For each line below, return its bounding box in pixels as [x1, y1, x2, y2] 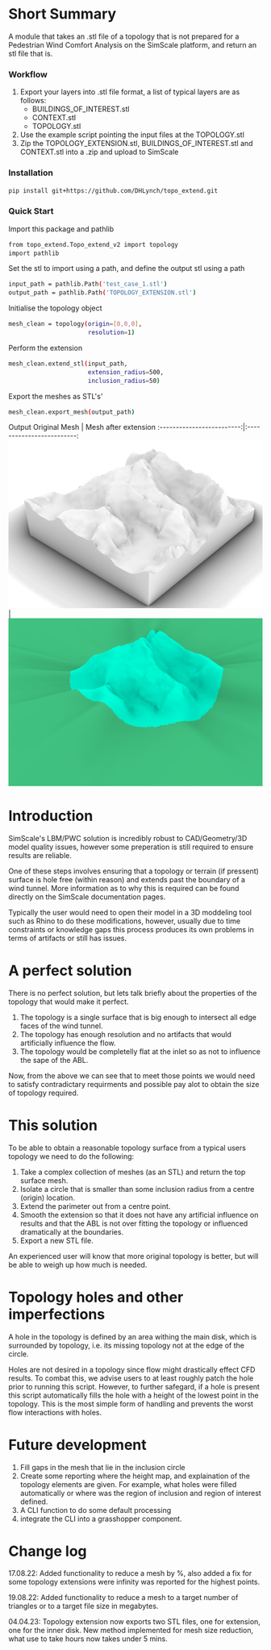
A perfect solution [8, 961, 132, 980]
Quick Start [8, 206, 54, 217]
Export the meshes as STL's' [8, 391, 103, 401]
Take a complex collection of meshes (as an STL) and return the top [19, 1167, 246, 1177]
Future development [8, 1435, 147, 1454]
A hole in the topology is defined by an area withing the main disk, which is [8, 1331, 257, 1341]
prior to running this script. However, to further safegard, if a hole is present [8, 1381, 261, 1391]
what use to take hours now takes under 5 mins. [8, 1634, 168, 1644]
